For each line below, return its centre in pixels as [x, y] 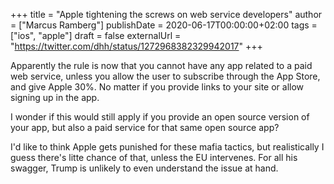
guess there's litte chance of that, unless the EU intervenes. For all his [154, 157]
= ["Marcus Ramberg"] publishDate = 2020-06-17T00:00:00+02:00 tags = [164, 25]
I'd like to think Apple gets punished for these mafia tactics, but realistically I [167, 147]
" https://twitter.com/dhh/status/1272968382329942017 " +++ [136, 46]
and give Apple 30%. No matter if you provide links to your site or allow [157, 87]
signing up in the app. [55, 97]
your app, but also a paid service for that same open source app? [145, 127]
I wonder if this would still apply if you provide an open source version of [160, 117]
